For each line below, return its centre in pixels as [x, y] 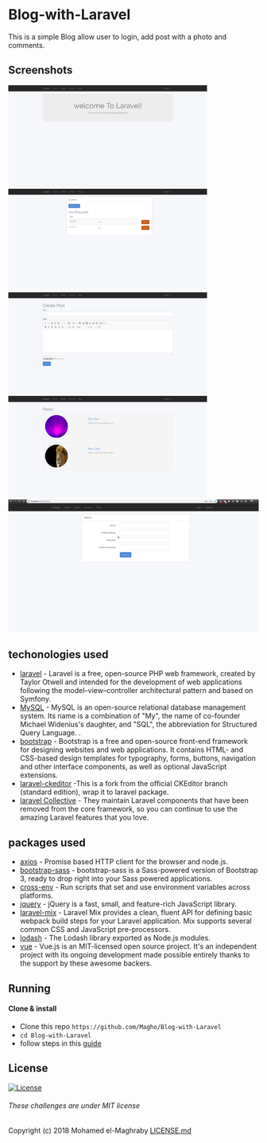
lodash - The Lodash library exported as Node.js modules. [115, 938]
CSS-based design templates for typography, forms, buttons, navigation [138, 758]
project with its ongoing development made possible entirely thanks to [135, 955]
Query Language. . [50, 733]
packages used [47, 842]
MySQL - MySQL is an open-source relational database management [133, 707]
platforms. [37, 896]
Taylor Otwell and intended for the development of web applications [131, 682]
